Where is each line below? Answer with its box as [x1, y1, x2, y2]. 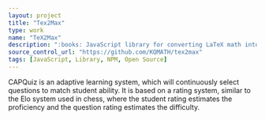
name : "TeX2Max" [8, 33, 62, 42]
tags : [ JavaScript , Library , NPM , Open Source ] [8, 56, 168, 64]
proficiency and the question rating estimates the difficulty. [8, 102, 200, 111]
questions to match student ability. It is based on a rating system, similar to [8, 85, 251, 95]
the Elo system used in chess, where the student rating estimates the [8, 94, 233, 103]
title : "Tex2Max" [8, 19, 65, 27]
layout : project [8, 11, 62, 20]
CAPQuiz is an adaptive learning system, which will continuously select [8, 77, 240, 87]
